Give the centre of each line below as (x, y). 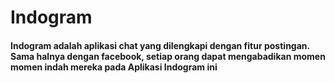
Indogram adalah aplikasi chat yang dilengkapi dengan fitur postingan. (160, 45)
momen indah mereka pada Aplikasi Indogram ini (114, 67)
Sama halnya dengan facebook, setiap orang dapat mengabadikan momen (168, 56)
